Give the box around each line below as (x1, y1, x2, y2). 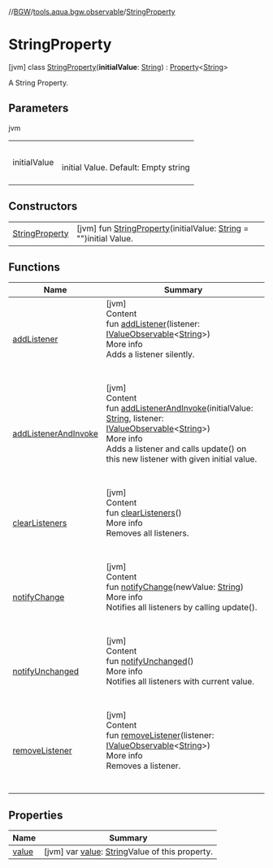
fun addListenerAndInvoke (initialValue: (106, 402, 253, 414)
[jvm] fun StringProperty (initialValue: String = (76, 223, 249, 234)
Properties (8, 808, 63, 822)
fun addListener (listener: (106, 319, 201, 330)
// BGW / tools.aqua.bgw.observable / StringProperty (8, 7, 176, 16)
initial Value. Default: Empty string (62, 162, 191, 173)
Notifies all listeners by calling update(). (106, 601, 258, 613)
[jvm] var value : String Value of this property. (43, 846, 214, 857)
